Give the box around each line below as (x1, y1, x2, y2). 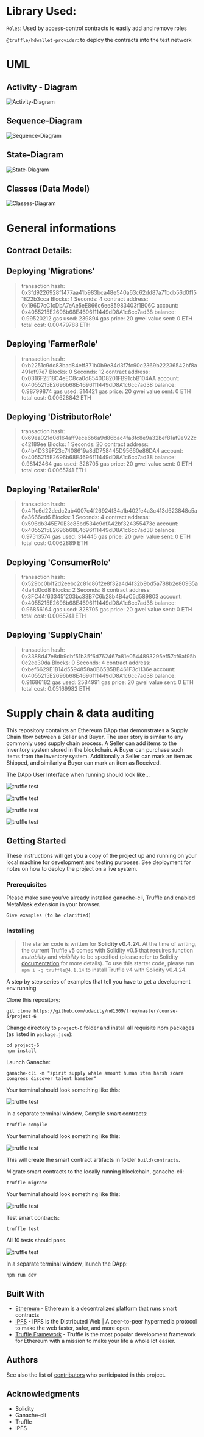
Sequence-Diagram (6, 116, 82, 126)
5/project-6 (6, 1014, 37, 1020)
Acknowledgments (6, 1389, 80, 1399)
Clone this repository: (6, 996, 61, 1004)
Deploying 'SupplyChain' (6, 630, 104, 640)
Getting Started (6, 836, 66, 846)
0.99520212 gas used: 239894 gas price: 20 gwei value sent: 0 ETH (21, 314, 193, 322)
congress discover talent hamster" (6, 1076, 97, 1082)
